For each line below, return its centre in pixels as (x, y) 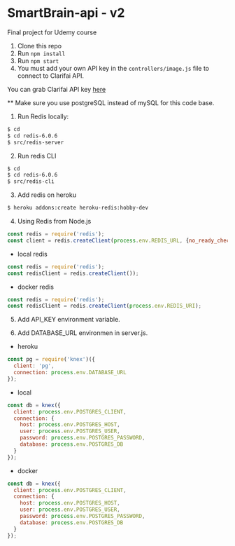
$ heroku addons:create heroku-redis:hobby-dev (78, 208)
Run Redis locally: (43, 116)
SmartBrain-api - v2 (66, 13)
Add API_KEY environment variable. (69, 320)
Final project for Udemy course (52, 32)
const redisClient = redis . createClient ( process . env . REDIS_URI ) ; (104, 306)
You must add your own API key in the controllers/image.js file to (113, 68)
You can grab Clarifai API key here (57, 89)
